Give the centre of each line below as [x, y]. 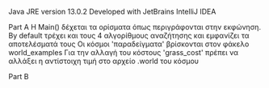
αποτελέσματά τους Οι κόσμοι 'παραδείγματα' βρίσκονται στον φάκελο [129, 44]
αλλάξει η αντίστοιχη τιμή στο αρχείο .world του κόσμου [104, 61]
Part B [19, 76]
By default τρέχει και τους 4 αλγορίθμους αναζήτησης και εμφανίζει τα [129, 36]
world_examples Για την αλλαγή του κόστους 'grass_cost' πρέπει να [124, 52]
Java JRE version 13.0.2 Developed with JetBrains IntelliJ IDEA [112, 12]
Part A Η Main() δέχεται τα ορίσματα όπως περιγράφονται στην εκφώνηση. [134, 27]
